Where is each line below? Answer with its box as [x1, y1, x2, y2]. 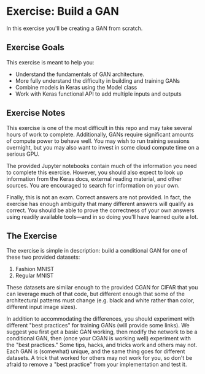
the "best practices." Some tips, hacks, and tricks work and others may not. [6, 342, 198, 349]
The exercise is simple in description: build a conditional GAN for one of [6, 247, 188, 254]
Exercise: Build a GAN [6, 4, 120, 18]
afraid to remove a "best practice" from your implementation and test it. [6, 361, 187, 368]
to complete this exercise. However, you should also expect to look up [6, 169, 184, 176]
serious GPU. [6, 150, 40, 158]
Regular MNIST [15, 272, 54, 280]
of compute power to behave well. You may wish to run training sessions [6, 137, 190, 145]
